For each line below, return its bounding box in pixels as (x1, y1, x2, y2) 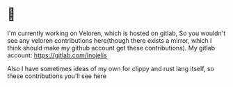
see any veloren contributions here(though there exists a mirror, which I (7, 36, 212, 44)
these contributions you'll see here (7, 72, 106, 80)
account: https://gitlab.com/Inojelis (7, 51, 108, 59)
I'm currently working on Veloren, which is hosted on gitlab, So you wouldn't (7, 29, 226, 37)
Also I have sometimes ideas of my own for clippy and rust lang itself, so (7, 64, 214, 72)
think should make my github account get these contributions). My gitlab (7, 43, 216, 52)
